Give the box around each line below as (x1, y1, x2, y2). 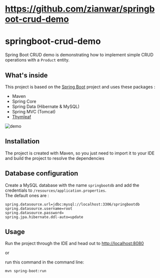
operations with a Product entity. (5, 57, 70, 63)
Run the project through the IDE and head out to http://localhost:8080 (5, 241, 144, 247)
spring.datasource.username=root (5, 206, 73, 211)
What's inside (5, 71, 48, 79)
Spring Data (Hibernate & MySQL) (12, 103, 80, 109)
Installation (5, 137, 40, 146)
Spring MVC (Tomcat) (12, 108, 56, 114)
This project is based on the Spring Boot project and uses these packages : (5, 84, 156, 90)
